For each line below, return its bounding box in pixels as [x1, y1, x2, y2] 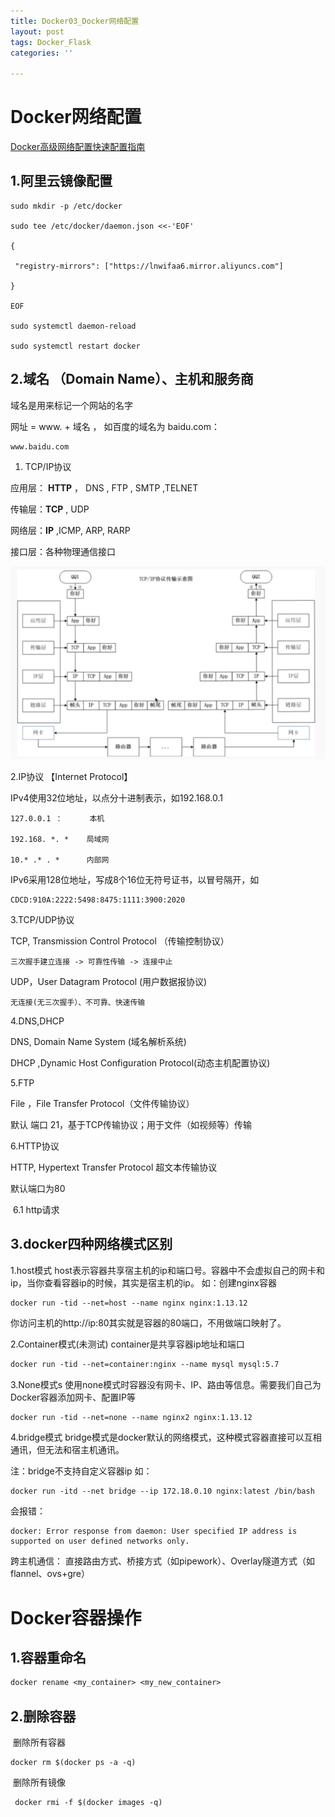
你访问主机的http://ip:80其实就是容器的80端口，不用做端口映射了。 [10, 1317, 287, 1329]
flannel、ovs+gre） [10, 1568, 90, 1580]
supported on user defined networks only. [10, 1536, 190, 1547]
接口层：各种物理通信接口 [10, 545, 116, 557]
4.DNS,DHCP [10, 1015, 65, 1027]
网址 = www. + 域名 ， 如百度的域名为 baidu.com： [10, 420, 220, 432]
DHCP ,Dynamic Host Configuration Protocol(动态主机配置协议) [10, 1056, 271, 1069]
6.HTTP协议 [10, 1140, 60, 1152]
